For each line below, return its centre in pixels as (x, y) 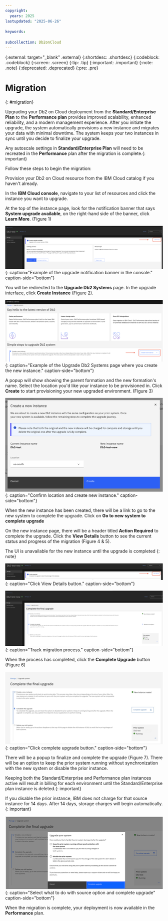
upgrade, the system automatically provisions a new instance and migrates (82, 127)
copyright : (16, 11)
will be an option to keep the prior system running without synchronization (82, 763)
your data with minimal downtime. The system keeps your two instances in (82, 133)
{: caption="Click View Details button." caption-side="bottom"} (70, 584)
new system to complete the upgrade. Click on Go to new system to (75, 515)
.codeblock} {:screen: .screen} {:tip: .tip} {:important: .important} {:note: (79, 62)
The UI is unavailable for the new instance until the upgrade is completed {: (82, 551)
